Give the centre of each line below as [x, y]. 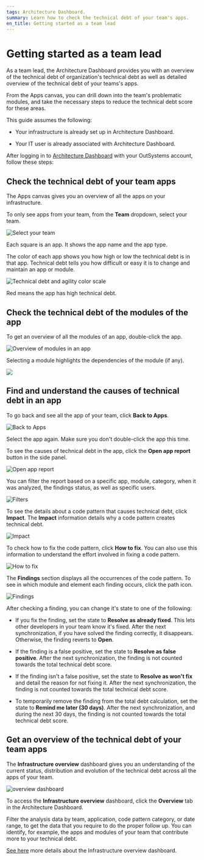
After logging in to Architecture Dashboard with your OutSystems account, [100, 156]
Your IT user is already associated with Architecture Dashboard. [95, 144]
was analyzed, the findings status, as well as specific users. [81, 487]
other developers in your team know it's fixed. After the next [90, 627]
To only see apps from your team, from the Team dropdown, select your [97, 215]
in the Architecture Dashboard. [45, 807]
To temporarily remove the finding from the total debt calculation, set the [106, 701]
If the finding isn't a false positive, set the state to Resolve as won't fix [104, 676]
